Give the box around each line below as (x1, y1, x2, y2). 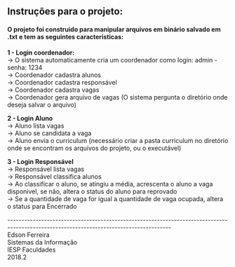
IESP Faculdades (7, 245, 56, 254)
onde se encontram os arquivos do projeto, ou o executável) (7, 144, 182, 152)
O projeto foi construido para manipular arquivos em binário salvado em (7, 25, 221, 34)
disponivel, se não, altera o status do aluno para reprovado (7, 187, 177, 196)
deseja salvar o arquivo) (7, 100, 77, 109)
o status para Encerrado (7, 202, 77, 210)
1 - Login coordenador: (7, 48, 75, 57)
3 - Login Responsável (7, 157, 74, 165)
